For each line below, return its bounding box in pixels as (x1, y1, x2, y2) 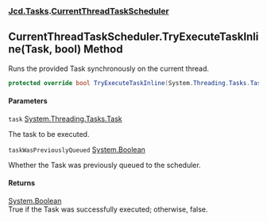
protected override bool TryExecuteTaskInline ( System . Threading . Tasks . (8, 79, 250, 87)
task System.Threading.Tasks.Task (8, 114, 122, 123)
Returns (8, 178, 36, 188)
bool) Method (54, 42, 123, 56)
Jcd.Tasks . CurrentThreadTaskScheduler (8, 6, 169, 17)
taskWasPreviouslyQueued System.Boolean (8, 145, 145, 154)
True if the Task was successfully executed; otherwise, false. (8, 204, 208, 214)
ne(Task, (8, 42, 53, 56)
